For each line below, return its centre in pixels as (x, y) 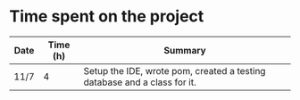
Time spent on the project (107, 17)
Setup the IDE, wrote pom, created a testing (175, 71)
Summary (185, 50)
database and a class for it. (140, 82)
